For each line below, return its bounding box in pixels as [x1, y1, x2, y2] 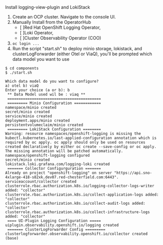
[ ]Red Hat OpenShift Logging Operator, [19, 24, 101, 30]
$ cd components [5, 66, 39, 71]
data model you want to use [12, 56, 70, 62]
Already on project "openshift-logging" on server [5, 170, 112, 175]
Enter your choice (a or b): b [5, 88, 70, 93]
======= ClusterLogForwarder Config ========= [7, 227, 106, 232]
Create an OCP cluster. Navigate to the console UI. [12, 14, 116, 19]
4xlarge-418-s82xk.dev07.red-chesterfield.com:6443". [5, 175, 119, 180]
